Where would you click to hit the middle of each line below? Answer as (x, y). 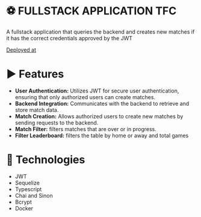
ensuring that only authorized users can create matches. (85, 97)
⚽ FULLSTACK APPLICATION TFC (91, 11)
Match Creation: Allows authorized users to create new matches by (99, 116)
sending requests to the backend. (57, 123)
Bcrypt (23, 202)
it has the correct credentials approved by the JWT (70, 38)
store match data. (37, 110)
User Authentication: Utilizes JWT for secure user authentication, (97, 91)
